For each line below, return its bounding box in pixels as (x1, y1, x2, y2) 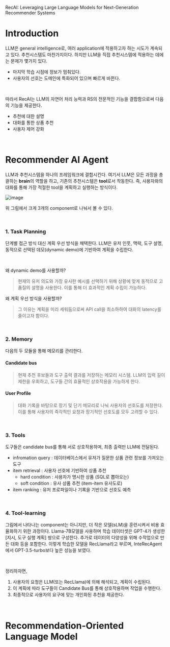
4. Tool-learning (5, 510, 46, 517)
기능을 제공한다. (10, 102, 42, 108)
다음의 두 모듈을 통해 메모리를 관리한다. (5, 348, 83, 354)
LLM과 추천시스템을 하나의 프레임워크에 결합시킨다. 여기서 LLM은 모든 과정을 (5, 171, 158, 178)
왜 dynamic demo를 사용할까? (5, 268, 66, 274)
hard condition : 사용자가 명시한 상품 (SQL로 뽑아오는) (20, 474, 129, 480)
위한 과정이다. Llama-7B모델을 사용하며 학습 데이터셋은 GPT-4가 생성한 (22, 528, 165, 534)
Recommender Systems (5, 10, 55, 16)
